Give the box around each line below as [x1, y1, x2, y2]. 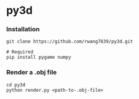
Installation [6, 25, 40, 34]
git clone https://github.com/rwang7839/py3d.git [6, 38, 134, 45]
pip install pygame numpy [6, 55, 71, 61]
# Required [6, 49, 34, 55]
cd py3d [6, 82, 26, 88]
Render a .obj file [6, 68, 57, 77]
